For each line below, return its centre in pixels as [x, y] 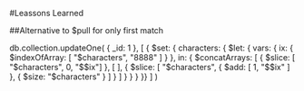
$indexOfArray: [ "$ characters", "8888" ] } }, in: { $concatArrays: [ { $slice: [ [152, 57]
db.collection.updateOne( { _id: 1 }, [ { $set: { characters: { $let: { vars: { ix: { [152, 48]
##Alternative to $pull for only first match [87, 30]
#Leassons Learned [47, 13]
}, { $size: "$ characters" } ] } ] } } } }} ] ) [84, 77]
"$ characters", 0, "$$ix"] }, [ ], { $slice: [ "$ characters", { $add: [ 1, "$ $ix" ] [150, 67]
